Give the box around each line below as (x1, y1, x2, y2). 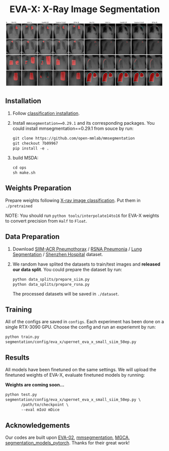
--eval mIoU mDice (21, 408, 60, 413)
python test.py (5, 392, 37, 397)
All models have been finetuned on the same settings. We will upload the (5, 367, 156, 373)
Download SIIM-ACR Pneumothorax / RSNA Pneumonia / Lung (12, 246, 142, 252)
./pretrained (5, 204, 33, 209)
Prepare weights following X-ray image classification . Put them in (5, 197, 141, 203)
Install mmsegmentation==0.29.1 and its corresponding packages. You (12, 120, 155, 126)
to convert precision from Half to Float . (5, 218, 87, 224)
